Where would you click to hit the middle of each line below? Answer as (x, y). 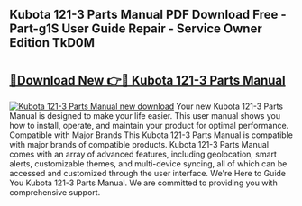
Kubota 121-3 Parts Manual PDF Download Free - (148, 15)
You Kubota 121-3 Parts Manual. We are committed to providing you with (143, 183)
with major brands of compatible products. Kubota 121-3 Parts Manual (139, 144)
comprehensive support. (55, 192)
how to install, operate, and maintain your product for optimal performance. (149, 125)
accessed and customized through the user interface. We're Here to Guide (148, 173)
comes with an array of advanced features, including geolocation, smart (143, 154)
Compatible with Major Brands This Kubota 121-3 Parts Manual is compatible (151, 135)
